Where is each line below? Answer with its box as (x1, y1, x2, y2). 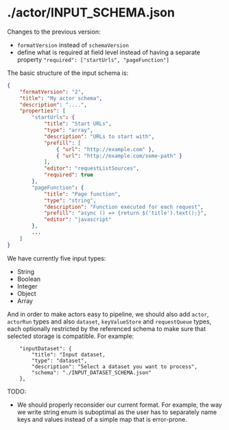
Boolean (16, 275, 41, 283)
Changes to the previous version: (7, 27, 101, 36)
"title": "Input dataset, (32, 351, 106, 358)
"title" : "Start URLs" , (43, 120, 112, 128)
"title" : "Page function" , (43, 190, 121, 197)
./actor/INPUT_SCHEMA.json (7, 5, 175, 21)
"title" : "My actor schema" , (19, 95, 103, 102)
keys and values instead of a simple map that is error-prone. (16, 415, 187, 423)
